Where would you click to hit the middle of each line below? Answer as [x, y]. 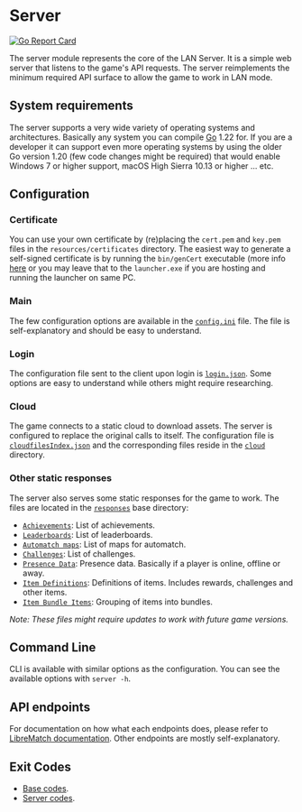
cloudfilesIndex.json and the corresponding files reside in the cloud [137, 445]
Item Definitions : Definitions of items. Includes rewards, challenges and [158, 582]
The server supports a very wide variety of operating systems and [132, 127]
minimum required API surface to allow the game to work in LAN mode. [141, 77]
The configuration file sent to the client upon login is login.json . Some [141, 374]
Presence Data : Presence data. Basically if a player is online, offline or [151, 563]
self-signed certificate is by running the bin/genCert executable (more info [147, 259]
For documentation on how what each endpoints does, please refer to [139, 729]
